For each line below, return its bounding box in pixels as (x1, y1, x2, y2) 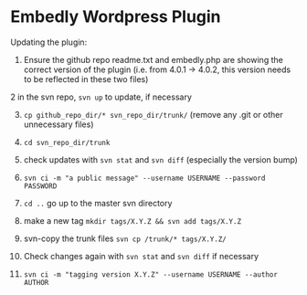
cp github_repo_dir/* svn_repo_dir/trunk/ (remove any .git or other (23, 109, 284, 120)
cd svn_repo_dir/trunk (23, 138, 111, 147)
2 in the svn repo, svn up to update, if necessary (10, 91, 193, 102)
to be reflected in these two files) (23, 73, 149, 84)
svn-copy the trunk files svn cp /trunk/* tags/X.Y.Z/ (23, 233, 227, 244)
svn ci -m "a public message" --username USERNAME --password (23, 174, 266, 183)
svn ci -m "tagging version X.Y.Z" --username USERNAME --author (23, 269, 278, 279)
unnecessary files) (23, 119, 94, 130)
